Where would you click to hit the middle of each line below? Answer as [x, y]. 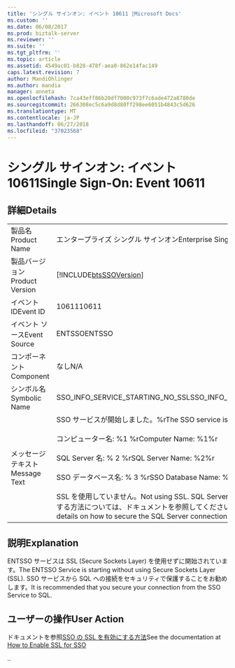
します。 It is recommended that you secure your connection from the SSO [114, 588]
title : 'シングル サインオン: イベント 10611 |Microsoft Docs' [94, 14]
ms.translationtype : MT [42, 111]
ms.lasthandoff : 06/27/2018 [48, 124]
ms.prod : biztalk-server [43, 33]
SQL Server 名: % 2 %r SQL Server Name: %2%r [136, 458]
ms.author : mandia [34, 85]
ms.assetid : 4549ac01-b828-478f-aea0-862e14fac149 [83, 66]
